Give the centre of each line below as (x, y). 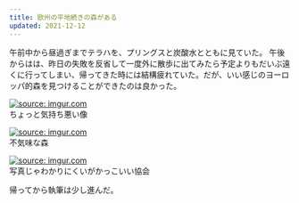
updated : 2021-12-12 (48, 26)
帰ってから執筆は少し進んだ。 (64, 190)
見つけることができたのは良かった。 (114, 85)
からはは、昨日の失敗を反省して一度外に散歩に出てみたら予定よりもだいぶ (146, 63)
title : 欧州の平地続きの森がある (63, 17)
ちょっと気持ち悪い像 (48, 114)
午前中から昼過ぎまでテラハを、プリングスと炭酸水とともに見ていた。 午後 (147, 52)
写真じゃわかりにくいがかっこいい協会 (79, 171)
